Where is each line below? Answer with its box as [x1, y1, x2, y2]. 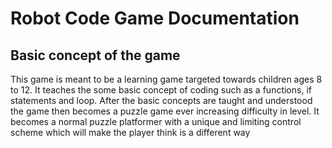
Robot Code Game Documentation [10, 7, 300, 30]
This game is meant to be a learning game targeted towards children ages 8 [10, 73, 323, 85]
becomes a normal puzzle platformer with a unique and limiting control [10, 116, 302, 127]
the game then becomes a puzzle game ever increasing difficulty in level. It [10, 105, 320, 117]
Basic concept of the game [10, 47, 181, 64]
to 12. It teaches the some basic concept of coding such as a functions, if [10, 84, 312, 96]
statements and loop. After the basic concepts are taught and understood [10, 95, 313, 106]
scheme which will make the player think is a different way [10, 127, 251, 138]
